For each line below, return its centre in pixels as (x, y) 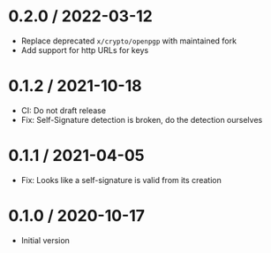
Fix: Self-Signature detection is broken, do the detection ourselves (142, 119)
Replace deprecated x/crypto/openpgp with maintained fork (129, 41)
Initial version (45, 240)
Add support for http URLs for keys (85, 50)
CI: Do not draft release (64, 110)
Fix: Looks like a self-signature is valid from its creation (121, 180)
